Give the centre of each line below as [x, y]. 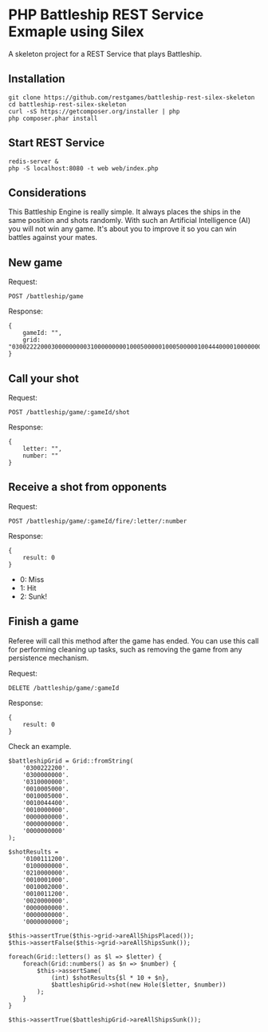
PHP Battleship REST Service [106, 15]
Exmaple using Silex [76, 32]
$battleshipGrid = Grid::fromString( [71, 761]
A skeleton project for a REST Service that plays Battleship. [105, 54]
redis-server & [33, 161]
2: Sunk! [33, 596]
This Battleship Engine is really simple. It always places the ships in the [124, 212]
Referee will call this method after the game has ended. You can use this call [134, 640]
